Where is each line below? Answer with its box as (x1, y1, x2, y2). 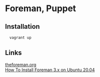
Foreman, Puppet (5, 3, 77, 14)
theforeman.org (5, 61, 37, 67)
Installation (5, 22, 40, 31)
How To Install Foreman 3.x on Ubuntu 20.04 (5, 67, 95, 73)
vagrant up (9, 35, 32, 40)
